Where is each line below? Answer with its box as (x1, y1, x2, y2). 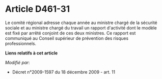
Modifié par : (5, 59, 30, 65)
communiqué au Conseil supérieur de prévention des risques (5, 35, 129, 41)
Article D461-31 (5, 3, 70, 15)
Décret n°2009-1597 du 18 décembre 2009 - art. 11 (12, 69, 115, 75)
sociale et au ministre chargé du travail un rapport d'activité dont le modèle (5, 25, 157, 30)
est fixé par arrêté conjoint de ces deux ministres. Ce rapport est (5, 30, 136, 36)
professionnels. (5, 40, 37, 46)
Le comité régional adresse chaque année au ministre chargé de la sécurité (5, 20, 158, 26)
